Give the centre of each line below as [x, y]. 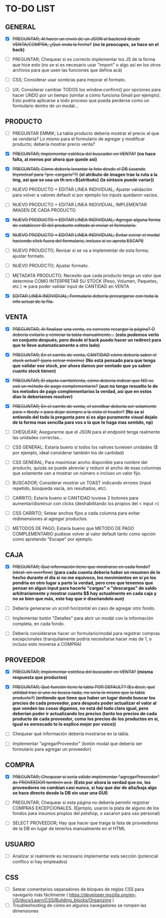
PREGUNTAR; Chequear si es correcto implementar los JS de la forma [84, 59]
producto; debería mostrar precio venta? [54, 144]
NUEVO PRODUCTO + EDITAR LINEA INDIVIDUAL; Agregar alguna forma [86, 220]
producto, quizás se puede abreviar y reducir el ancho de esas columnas [87, 468]
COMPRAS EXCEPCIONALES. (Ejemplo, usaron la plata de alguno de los [86, 808]
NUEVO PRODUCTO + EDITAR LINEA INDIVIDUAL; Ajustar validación [82, 189]
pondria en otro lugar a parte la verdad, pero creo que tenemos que [83, 583]
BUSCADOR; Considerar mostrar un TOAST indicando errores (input [82, 483]
